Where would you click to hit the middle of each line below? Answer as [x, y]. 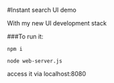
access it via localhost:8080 [47, 74]
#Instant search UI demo [42, 10]
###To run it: [25, 36]
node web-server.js [35, 61]
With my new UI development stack [57, 23]
